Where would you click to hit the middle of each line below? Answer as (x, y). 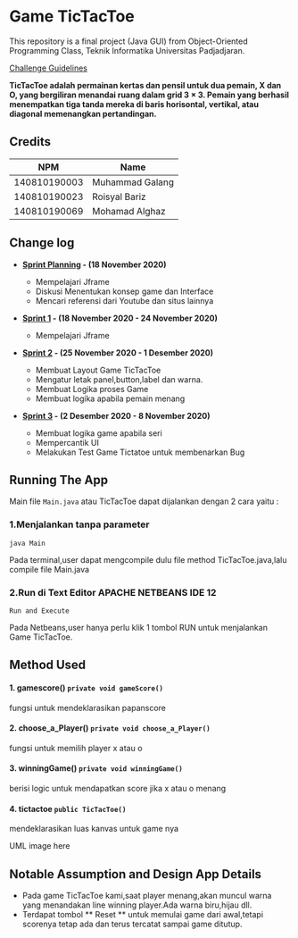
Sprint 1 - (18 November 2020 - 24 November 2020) (120, 318)
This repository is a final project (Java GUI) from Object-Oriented (128, 41)
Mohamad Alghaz (129, 211)
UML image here (40, 846)
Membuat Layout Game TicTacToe (98, 370)
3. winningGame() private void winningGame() (96, 768)
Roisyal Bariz (119, 197)
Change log (42, 243)
